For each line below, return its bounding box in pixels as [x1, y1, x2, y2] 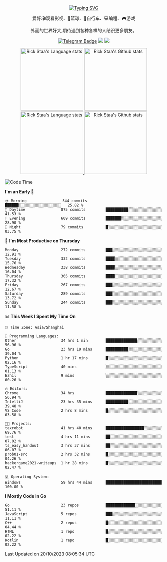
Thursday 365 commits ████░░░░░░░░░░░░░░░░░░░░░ [5, 274, 162, 279]
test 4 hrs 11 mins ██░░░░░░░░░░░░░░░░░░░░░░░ [5, 434, 162, 439]
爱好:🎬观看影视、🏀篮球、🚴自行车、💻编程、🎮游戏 [32, 15, 136, 21]
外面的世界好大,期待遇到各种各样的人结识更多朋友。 [30, 28, 137, 33]
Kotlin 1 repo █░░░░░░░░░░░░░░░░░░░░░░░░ [5, 538, 162, 543]
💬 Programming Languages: [5, 334, 59, 339]
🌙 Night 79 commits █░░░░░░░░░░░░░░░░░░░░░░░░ [5, 225, 162, 230]
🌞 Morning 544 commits [5, 198, 87, 203]
